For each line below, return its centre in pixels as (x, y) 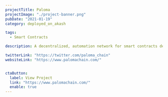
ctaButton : (16, 73)
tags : (11, 33)
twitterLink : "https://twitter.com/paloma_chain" (58, 55)
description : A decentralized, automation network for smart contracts (81, 46)
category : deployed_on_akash (35, 24)
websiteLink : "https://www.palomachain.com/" (53, 60)
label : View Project (31, 78)
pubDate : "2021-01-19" (29, 19)
